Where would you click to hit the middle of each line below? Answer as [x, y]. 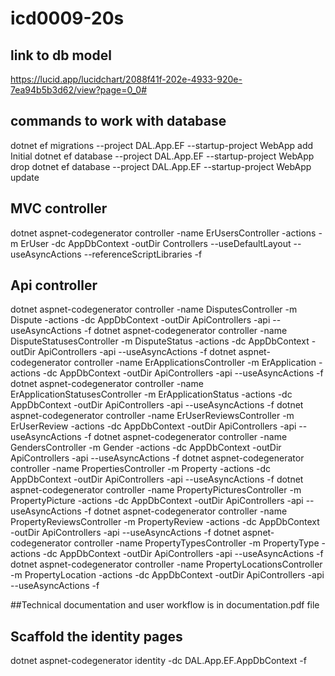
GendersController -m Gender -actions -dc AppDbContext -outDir [146, 448]
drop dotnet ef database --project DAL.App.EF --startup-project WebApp [161, 166]
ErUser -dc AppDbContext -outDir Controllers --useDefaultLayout [156, 243]
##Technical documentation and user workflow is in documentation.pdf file [165, 605]
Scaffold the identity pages [96, 636]
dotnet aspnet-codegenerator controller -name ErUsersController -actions [163, 233]
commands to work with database [118, 121]
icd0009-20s [67, 18]
